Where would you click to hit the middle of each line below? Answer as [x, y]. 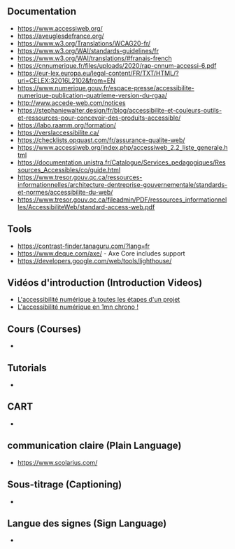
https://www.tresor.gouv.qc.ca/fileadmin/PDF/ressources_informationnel [122, 200]
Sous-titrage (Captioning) [65, 485]
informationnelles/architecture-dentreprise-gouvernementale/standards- [122, 184]
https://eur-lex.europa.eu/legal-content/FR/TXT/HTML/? [98, 73]
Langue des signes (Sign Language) [87, 523]
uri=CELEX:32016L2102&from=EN [66, 81]
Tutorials [27, 368]
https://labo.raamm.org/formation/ [67, 125]
